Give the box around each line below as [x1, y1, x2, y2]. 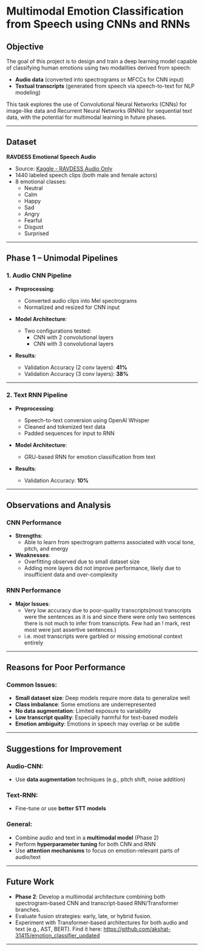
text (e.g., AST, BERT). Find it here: [15, 925, 103, 933]
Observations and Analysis [6, 500, 111, 511]
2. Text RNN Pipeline [6, 391, 68, 400]
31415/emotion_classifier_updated [15, 932, 100, 939]
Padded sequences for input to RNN [24, 430, 115, 437]
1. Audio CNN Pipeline [6, 271, 72, 280]
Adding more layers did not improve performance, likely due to [24, 565, 181, 572]
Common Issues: [6, 681, 58, 689]
